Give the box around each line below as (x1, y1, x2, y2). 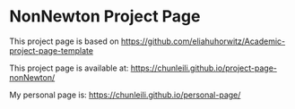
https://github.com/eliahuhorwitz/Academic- (120, 36, 286, 46)
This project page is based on (9, 36, 119, 46)
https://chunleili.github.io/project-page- (130, 63, 278, 73)
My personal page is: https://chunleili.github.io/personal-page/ (9, 89, 241, 100)
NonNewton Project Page (9, 6, 201, 27)
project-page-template (9, 45, 94, 55)
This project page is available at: (9, 63, 129, 73)
